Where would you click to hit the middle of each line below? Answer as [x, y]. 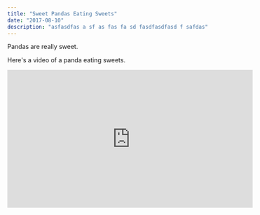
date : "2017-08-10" [36, 20]
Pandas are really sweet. [43, 47]
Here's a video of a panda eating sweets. [67, 60]
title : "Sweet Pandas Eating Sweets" [62, 14]
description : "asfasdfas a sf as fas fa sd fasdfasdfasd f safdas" [108, 27]
